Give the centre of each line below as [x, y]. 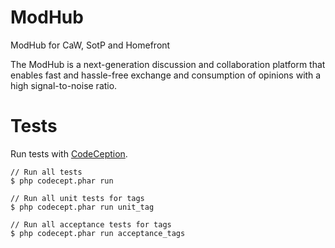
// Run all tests [46, 172]
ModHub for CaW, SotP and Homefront [90, 45]
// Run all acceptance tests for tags [91, 224]
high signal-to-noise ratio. [64, 85]
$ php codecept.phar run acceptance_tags [98, 233]
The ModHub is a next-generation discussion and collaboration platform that [168, 64]
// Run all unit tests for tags [77, 198]
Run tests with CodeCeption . [69, 153]
